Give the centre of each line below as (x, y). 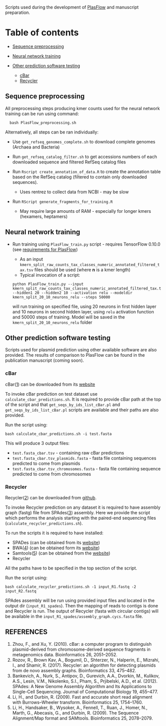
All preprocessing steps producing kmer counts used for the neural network (83, 108)
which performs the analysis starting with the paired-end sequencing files (81, 518)
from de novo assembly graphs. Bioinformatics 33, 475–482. (74, 670)
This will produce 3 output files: (37, 443)
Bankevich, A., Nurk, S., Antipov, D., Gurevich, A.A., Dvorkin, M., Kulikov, (86, 676)
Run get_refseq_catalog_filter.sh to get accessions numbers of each (85, 156)
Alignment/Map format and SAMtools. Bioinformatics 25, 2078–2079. (83, 718)
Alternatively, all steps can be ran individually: (52, 132)
